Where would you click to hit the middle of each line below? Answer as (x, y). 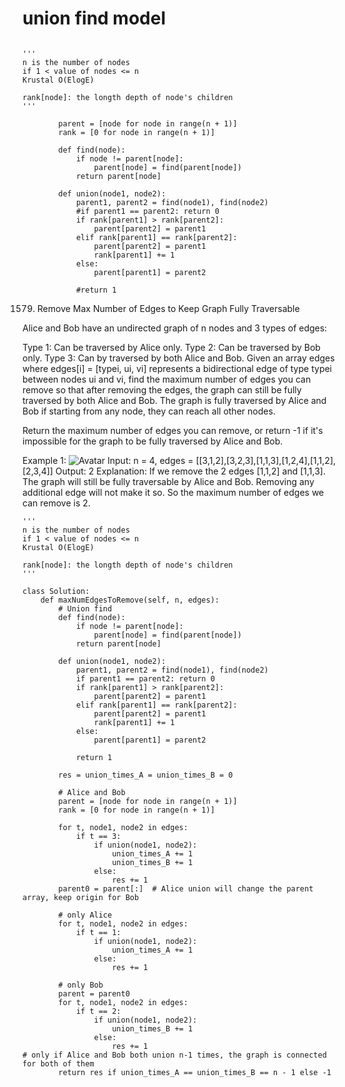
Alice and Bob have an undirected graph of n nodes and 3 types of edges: (175, 328)
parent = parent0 (94, 993)
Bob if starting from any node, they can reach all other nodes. (149, 411)
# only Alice (85, 915)
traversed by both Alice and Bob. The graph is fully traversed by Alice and (174, 400)
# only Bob (81, 985)
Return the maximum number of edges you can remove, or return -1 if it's (173, 430)
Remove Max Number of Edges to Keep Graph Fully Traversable (168, 308)
